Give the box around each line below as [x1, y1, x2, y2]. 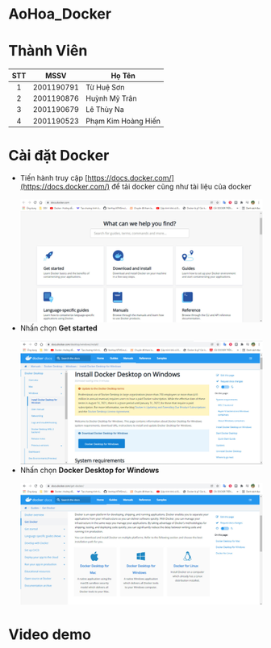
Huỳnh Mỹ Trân [85, 93, 137, 103]
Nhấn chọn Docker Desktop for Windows [19, 465, 160, 476]
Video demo [8, 625, 91, 643]
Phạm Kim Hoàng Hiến [85, 116, 161, 126]
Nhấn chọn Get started [19, 323, 98, 333]
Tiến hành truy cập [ [19, 173, 88, 183]
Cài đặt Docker [8, 147, 110, 165]
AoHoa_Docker [8, 5, 111, 23]
